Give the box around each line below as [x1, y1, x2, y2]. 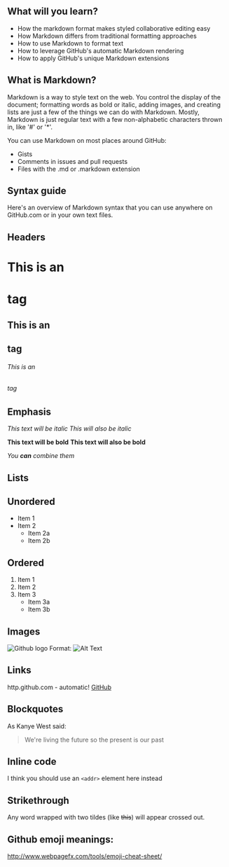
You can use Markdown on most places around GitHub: [7, 136, 167, 144]
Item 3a [27, 598, 50, 606]
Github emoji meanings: [7, 833, 114, 845]
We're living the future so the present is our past [24, 735, 165, 744]
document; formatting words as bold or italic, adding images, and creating [7, 100, 221, 109]
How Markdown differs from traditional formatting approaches [17, 32, 197, 40]
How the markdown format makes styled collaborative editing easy [17, 24, 211, 32]
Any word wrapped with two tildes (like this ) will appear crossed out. [7, 813, 205, 821]
